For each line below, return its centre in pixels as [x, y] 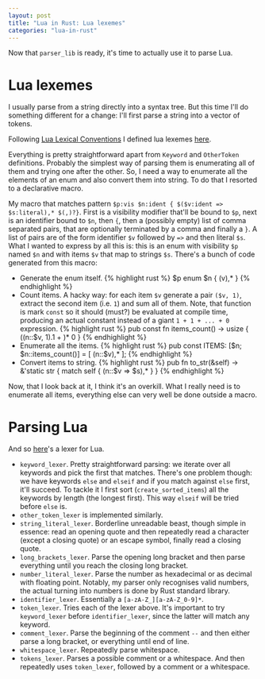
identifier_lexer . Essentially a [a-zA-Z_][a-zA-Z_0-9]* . [111, 600]
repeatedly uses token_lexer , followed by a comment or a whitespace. [135, 667]
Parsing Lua [48, 427]
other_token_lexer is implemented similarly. [91, 515]
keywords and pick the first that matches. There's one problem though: [136, 473]
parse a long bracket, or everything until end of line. [104, 642]
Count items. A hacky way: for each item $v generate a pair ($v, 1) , [131, 295]
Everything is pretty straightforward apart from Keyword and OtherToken [124, 155]
